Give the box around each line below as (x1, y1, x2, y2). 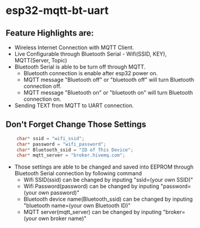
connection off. (23, 82, 62, 90)
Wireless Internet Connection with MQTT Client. (14, 44, 135, 51)
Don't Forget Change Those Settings (5, 119, 147, 130)
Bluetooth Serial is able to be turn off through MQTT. (14, 63, 146, 70)
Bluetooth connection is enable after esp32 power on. (23, 70, 158, 76)
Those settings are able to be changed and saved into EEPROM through (14, 163, 194, 170)
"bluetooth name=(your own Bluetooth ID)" (23, 202, 131, 209)
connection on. (23, 95, 61, 102)
